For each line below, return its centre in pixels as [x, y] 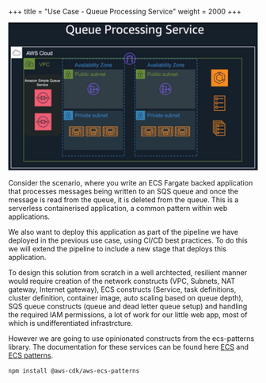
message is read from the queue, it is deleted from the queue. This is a [123, 200]
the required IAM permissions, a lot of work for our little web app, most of [128, 315]
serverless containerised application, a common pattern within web [118, 209]
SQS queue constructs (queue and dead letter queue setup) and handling [128, 306]
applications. [29, 216]
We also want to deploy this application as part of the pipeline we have [123, 232]
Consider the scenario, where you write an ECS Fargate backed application [131, 183]
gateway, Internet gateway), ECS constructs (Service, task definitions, [122, 289]
